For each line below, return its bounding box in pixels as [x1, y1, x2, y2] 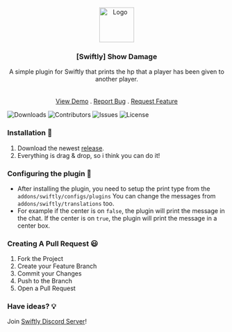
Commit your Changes [17, 269, 82, 278]
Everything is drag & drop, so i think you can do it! [17, 151, 160, 159]
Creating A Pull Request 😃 [7, 239, 99, 248]
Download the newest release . [17, 143, 104, 152]
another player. [94, 75, 139, 84]
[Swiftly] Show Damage [76, 52, 158, 61]
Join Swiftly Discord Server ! [7, 317, 87, 326]
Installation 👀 [7, 128, 53, 138]
